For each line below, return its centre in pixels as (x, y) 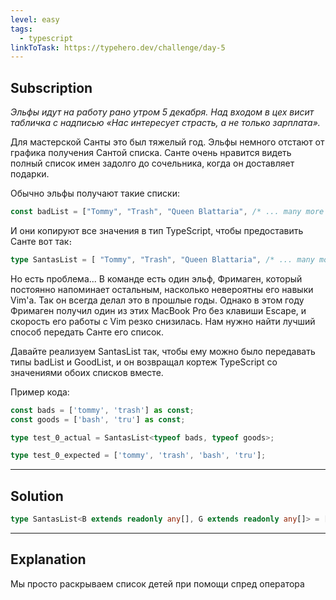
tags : (21, 29)
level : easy (35, 19)
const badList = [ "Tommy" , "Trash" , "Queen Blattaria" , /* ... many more (167, 212)
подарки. (30, 174)
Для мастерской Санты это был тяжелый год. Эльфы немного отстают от (167, 142)
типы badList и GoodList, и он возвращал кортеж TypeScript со (144, 362)
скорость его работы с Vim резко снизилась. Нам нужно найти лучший (163, 321)
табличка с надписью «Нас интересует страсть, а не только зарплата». (165, 123)
